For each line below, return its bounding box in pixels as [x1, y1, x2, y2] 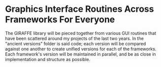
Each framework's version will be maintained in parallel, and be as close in [5, 51, 156, 57]
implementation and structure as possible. [5, 56, 91, 62]
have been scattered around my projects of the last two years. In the [5, 35, 144, 41]
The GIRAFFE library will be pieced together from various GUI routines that [5, 30, 157, 36]
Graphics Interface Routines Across [5, 3, 154, 15]
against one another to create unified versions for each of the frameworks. [5, 46, 157, 52]
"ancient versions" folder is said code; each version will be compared [5, 40, 146, 46]
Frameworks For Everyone [5, 14, 115, 25]
